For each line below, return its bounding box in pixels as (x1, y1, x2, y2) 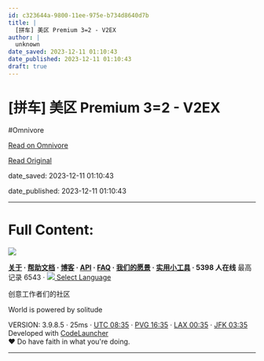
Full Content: (8, 221, 94, 239)
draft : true (8, 63, 47, 71)
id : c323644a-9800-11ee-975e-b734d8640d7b (8, 11, 149, 20)
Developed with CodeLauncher (8, 328, 108, 337)
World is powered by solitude (8, 304, 103, 314)
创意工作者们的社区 (8, 289, 71, 298)
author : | (8, 33, 41, 42)
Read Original (8, 155, 53, 165)
